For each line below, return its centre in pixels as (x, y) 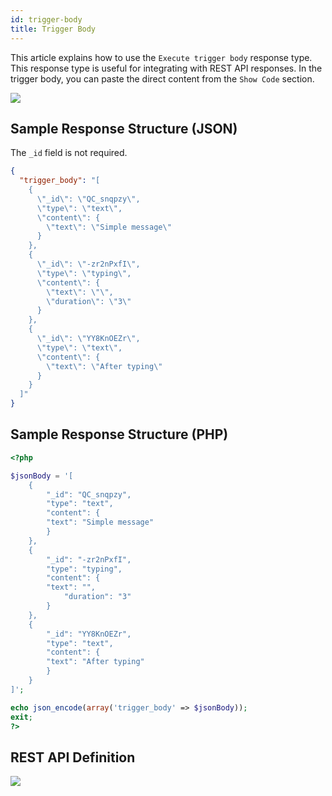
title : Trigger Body (53, 29)
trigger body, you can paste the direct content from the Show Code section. (162, 78)
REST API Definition (73, 757)
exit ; (21, 717)
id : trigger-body (46, 19)
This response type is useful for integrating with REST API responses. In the (166, 68)
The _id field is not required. (69, 153)
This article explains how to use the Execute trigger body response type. (161, 57)
